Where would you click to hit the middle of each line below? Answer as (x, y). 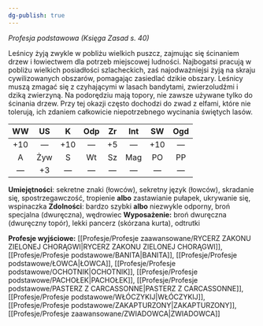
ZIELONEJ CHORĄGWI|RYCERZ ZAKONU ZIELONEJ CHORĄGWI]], (115, 246)
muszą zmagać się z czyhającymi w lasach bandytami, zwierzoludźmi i (123, 87)
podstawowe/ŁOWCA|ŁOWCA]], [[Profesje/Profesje (92, 263)
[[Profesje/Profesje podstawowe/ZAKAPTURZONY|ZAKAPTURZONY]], (122, 305)
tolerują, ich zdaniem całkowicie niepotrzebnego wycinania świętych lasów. (131, 112)
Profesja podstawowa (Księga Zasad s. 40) (79, 38)
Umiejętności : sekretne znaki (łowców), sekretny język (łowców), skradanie (131, 189)
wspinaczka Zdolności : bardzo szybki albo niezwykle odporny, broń (119, 206)
